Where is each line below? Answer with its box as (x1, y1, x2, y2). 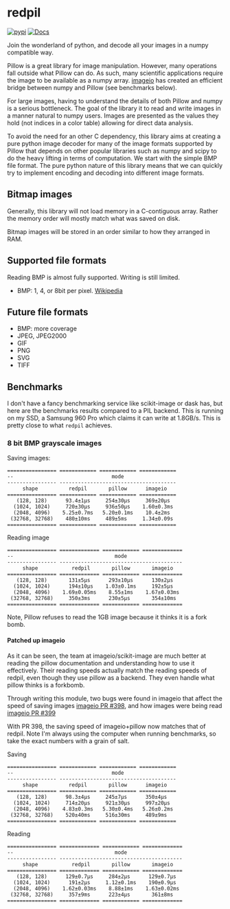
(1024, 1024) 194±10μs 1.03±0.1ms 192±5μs (13, 583, 174, 590)
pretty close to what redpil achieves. (7, 421, 113, 429)
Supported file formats (7, 255, 106, 266)
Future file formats (7, 306, 89, 318)
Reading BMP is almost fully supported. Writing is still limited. (7, 273, 181, 281)
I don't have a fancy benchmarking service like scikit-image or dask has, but (7, 399, 223, 407)
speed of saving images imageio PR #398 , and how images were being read (7, 701, 222, 709)
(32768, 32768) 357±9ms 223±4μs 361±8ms (10, 891, 174, 898)
